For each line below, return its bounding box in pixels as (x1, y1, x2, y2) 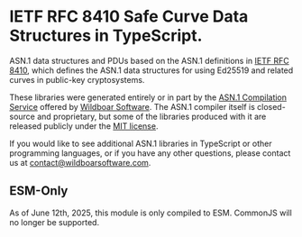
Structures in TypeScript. (9, 25, 203, 46)
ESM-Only (9, 183, 69, 199)
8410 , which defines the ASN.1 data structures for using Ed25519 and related (9, 65, 294, 76)
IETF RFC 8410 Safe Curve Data (9, 6, 249, 27)
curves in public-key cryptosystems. (9, 74, 145, 85)
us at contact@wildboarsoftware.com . (9, 157, 151, 168)
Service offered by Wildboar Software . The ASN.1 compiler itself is (9, 101, 255, 112)
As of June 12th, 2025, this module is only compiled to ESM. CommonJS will (9, 207, 293, 218)
